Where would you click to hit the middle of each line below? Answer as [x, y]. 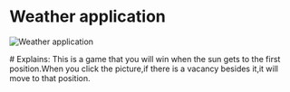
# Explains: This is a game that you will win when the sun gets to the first [145, 59]
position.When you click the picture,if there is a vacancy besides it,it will [144, 69]
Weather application [87, 17]
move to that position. [50, 78]
